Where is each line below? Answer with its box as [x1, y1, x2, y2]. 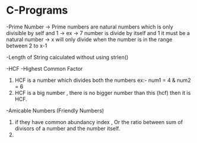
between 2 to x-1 [6, 42, 47, 49]
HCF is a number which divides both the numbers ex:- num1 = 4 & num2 [14, 77, 191, 84]
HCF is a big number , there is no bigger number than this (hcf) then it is [14, 89, 191, 96]
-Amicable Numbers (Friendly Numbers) [6, 107, 104, 114]
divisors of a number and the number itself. [14, 125, 120, 132]
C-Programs [6, 4, 68, 17]
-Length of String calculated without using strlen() [6, 53, 129, 61]
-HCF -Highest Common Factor [6, 65, 83, 72]
